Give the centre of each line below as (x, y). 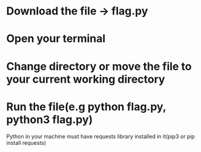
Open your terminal (56, 39)
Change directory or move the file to (99, 66)
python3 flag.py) (50, 119)
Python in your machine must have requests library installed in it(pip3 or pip (100, 136)
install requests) (26, 142)
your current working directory (86, 79)
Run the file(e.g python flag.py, (86, 106)
